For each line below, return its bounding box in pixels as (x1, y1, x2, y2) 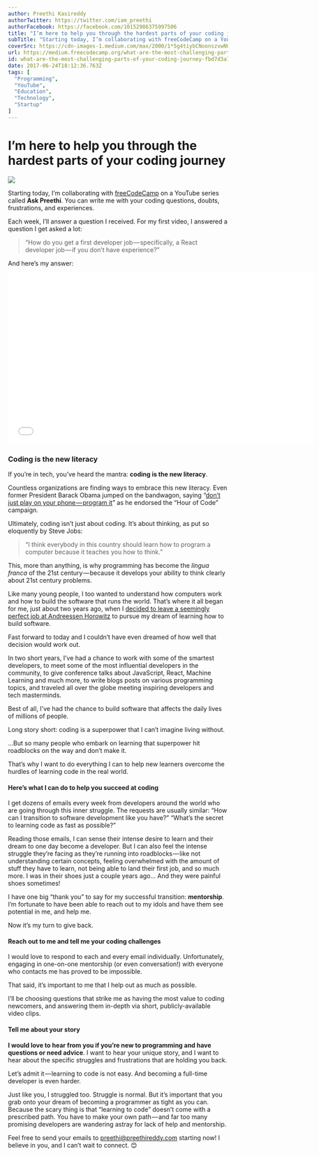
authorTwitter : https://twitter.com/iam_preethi (8, 17, 152, 24)
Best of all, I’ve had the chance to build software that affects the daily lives (8, 704, 222, 712)
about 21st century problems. (8, 576, 93, 584)
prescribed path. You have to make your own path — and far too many (8, 1112, 208, 1121)
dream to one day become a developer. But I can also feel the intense (8, 842, 208, 851)
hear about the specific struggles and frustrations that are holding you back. (8, 1055, 228, 1064)
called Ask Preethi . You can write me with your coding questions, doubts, (8, 196, 220, 205)
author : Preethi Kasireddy (8, 10, 87, 17)
